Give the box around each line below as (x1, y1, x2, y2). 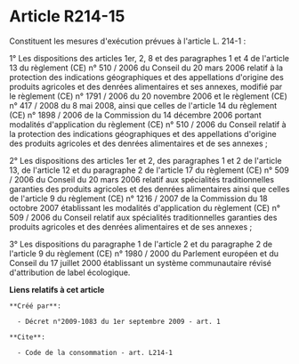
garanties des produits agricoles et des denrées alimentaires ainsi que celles (9, 183, 290, 194)
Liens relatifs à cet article (9, 284, 105, 295)
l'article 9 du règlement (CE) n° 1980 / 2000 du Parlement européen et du (9, 247, 279, 259)
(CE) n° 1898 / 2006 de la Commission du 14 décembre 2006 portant (9, 109, 262, 120)
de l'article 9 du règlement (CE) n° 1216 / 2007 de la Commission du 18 (9, 193, 269, 204)
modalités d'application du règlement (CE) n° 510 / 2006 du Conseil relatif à (9, 118, 287, 130)
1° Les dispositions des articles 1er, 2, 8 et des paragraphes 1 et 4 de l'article (9, 53, 289, 63)
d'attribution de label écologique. (9, 267, 131, 278)
